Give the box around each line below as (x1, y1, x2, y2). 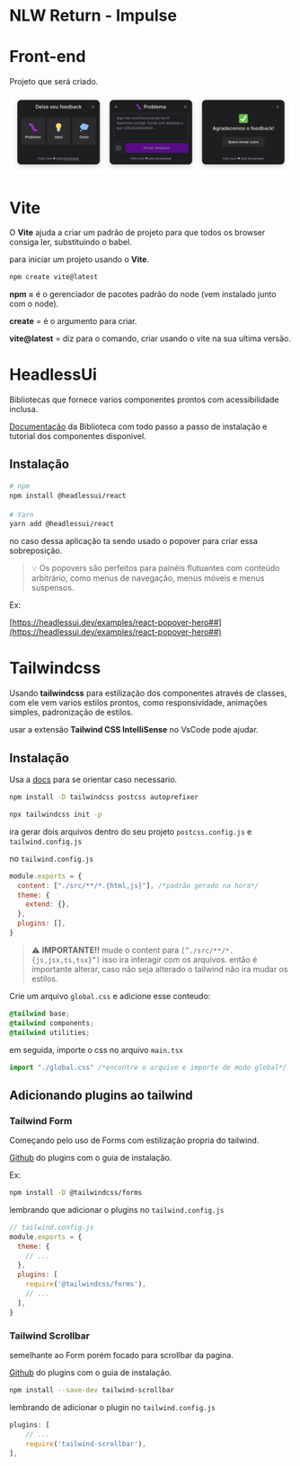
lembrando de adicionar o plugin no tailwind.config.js (9, 1401, 216, 1412)
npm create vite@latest (9, 273, 99, 282)
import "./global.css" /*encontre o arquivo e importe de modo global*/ (9, 1063, 287, 1072)
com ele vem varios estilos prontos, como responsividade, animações (9, 698, 268, 708)
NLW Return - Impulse (9, 5, 178, 26)
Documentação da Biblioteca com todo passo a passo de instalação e (9, 421, 268, 432)
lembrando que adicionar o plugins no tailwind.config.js (9, 1204, 225, 1215)
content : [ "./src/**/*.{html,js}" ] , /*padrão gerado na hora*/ (17, 881, 259, 890)
